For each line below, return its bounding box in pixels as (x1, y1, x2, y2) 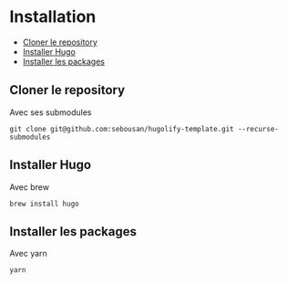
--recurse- (237, 124, 280, 133)
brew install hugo (9, 199, 79, 208)
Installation (9, 6, 97, 27)
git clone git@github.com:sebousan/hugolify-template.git (9, 124, 234, 133)
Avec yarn (9, 248, 47, 259)
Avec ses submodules (9, 107, 92, 118)
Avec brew (9, 181, 50, 193)
